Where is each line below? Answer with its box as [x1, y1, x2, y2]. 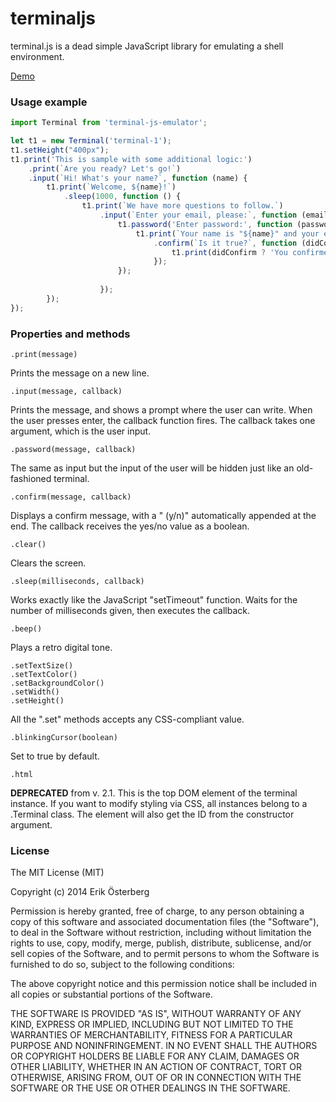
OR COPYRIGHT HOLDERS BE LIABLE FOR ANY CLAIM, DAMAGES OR [10, 1050, 300, 1062]
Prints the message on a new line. [10, 367, 150, 379]
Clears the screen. [10, 557, 87, 569]
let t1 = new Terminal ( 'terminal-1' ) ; [10, 136, 172, 146]
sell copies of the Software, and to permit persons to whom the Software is [10, 948, 320, 960]
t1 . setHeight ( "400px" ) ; [10, 145, 110, 155]
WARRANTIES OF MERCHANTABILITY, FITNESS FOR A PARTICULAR [10, 1029, 293, 1041]
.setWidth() [10, 687, 60, 697]
